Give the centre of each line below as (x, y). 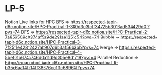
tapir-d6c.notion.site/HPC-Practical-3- (44, 42)
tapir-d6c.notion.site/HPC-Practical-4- (44, 52)
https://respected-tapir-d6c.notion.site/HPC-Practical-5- (62, 62)
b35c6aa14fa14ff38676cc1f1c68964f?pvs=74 (50, 67)
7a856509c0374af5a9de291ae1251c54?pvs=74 (52, 37)
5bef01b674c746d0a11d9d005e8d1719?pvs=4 (51, 57)
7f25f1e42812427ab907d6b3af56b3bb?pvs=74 (52, 47)
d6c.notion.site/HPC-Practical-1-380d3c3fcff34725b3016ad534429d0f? (77, 26)
